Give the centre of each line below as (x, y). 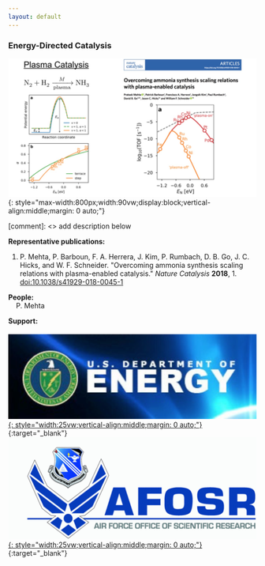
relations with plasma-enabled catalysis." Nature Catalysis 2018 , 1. (128, 274)
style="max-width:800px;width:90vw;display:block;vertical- (113, 202)
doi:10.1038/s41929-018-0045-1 (71, 281)
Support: (23, 321)
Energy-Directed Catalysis (60, 45)
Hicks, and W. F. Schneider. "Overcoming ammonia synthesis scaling (131, 265)
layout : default (35, 17)
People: (21, 297)
